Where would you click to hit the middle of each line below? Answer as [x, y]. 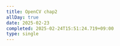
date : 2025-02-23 [28, 23]
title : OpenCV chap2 [32, 12]
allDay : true [22, 17]
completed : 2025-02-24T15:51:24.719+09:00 [60, 28]
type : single [22, 34]
